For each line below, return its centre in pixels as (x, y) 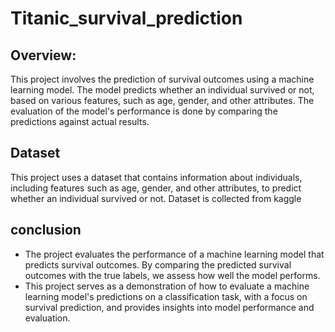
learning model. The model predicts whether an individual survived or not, (162, 90)
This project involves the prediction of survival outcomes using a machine (162, 79)
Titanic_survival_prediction (126, 18)
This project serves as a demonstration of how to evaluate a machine (167, 286)
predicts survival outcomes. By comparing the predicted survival (158, 264)
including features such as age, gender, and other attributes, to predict (156, 188)
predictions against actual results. (80, 121)
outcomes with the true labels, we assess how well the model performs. (172, 275)
